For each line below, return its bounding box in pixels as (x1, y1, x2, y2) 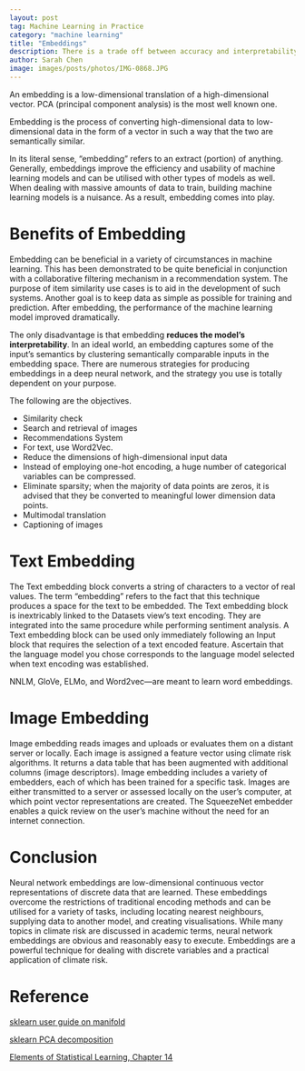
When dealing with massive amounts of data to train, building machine (9, 182, 272, 193)
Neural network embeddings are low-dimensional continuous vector (9, 876, 265, 887)
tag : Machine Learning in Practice (9, 22, 144, 31)
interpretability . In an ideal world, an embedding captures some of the (9, 338, 274, 350)
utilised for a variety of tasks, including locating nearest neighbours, (9, 906, 264, 916)
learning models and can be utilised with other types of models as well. (9, 172, 276, 183)
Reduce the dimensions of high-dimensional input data (22, 451, 228, 462)
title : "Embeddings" (9, 38, 88, 48)
